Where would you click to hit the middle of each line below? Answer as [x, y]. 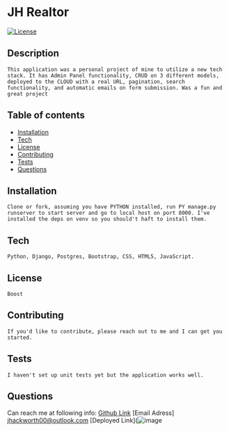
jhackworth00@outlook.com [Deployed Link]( [72, 421]
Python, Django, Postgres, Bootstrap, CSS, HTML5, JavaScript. [101, 257]
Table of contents [46, 115]
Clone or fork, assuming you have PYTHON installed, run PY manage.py [112, 207]
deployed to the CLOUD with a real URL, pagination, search [96, 82]
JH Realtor [38, 12]
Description [33, 53]
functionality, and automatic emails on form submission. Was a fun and [115, 88]
